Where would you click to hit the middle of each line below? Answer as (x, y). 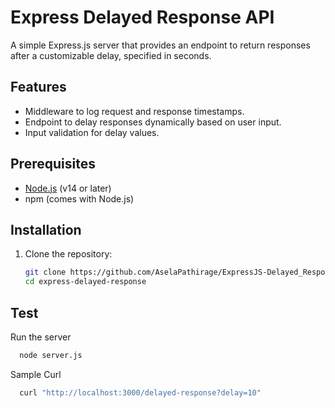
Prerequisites (53, 164)
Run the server (41, 337)
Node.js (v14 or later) (68, 188)
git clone (45, 272)
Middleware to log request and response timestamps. (134, 111)
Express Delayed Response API (142, 17)
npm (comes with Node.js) (79, 198)
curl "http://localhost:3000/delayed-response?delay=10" (140, 392)
